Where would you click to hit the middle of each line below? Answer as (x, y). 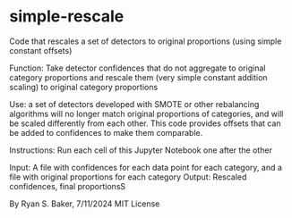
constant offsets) (41, 50)
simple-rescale (67, 17)
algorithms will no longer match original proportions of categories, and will (146, 113)
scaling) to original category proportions (84, 87)
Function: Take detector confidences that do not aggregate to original (137, 68)
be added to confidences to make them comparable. (106, 132)
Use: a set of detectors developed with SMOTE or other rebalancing (134, 104)
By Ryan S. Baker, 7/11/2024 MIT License (85, 204)
